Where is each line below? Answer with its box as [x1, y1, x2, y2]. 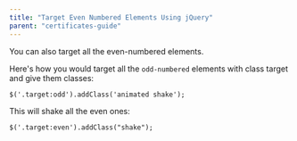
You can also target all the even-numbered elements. [9, 46, 204, 56]
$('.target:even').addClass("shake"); [9, 122, 153, 132]
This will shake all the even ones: [9, 105, 131, 116]
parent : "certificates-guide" [9, 21, 122, 30]
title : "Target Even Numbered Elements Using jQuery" [9, 12, 214, 22]
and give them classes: [9, 72, 95, 83]
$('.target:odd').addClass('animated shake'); [9, 90, 186, 99]
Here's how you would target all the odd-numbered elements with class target [9, 63, 288, 74]
